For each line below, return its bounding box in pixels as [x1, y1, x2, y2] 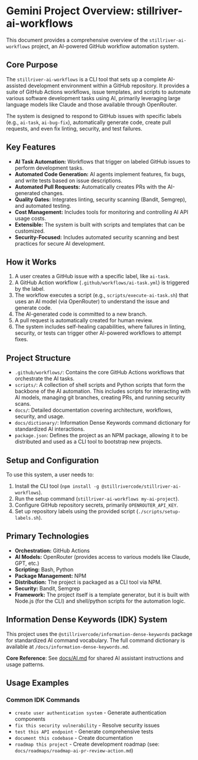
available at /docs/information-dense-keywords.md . [6, 643, 130, 650]
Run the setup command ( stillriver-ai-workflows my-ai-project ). [14, 495, 179, 502]
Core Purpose [6, 60, 58, 70]
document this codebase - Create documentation [14, 734, 133, 742]
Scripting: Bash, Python [14, 565, 74, 573]
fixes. [14, 336, 28, 343]
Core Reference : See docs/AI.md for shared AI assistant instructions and [6, 654, 184, 662]
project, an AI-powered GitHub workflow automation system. [31, 43, 179, 50]
